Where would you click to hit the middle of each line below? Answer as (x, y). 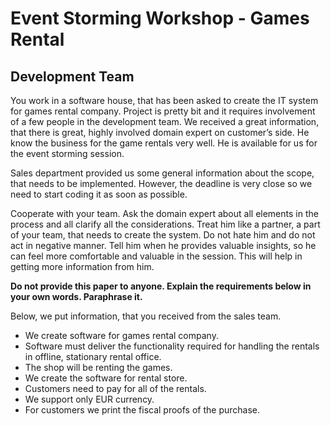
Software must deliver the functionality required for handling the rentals (172, 346)
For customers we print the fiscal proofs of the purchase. (142, 410)
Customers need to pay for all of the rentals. (115, 388)
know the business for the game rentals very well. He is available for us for (164, 143)
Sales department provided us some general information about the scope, (162, 173)
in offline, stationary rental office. (93, 356)
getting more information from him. (82, 266)
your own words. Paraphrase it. (76, 296)
